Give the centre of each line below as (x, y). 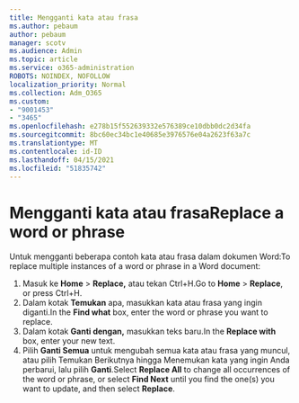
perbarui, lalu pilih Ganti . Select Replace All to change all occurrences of (156, 370)
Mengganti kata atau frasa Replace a (147, 213)
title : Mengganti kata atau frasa (74, 18)
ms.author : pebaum (44, 26)
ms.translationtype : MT (54, 143)
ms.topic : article (44, 59)
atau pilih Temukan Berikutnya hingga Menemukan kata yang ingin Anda (156, 360)
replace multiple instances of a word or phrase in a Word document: (135, 266)
